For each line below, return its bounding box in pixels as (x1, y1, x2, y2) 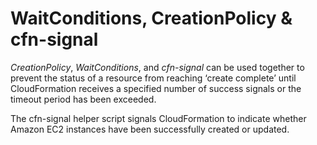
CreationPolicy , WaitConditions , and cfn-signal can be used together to (10, 61, 305, 73)
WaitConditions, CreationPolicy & (10, 7, 293, 30)
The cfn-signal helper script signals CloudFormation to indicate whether (10, 112, 307, 124)
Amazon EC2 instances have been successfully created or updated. (10, 123, 290, 135)
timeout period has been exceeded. (10, 93, 157, 105)
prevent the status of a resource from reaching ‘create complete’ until (10, 72, 297, 84)
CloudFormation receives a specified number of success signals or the (10, 82, 302, 94)
